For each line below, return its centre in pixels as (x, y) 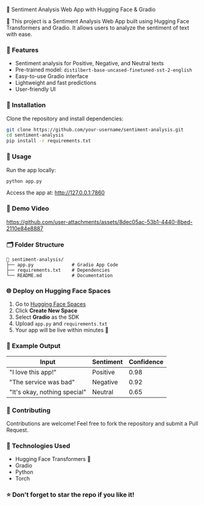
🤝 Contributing (28, 410)
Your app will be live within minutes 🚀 (62, 330)
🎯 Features (23, 50)
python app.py (24, 181)
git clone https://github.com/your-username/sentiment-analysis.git (95, 129)
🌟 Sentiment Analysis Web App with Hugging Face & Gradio (81, 9)
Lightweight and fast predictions (56, 83)
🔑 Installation (26, 105)
